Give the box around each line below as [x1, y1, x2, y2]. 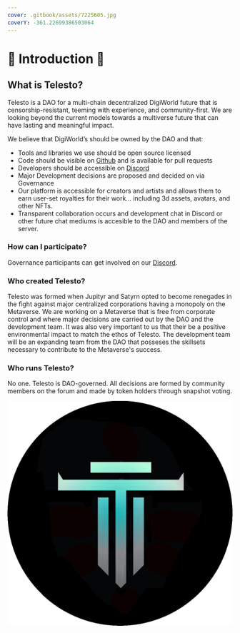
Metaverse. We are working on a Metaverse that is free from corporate [7, 308, 216, 316]
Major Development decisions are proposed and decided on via [17, 171, 205, 180]
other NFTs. [17, 201, 53, 210]
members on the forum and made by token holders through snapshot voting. [7, 387, 232, 395]
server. [17, 224, 39, 233]
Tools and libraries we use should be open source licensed [17, 148, 191, 157]
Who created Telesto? [7, 275, 86, 285]
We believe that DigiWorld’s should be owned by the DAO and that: [7, 134, 204, 143]
